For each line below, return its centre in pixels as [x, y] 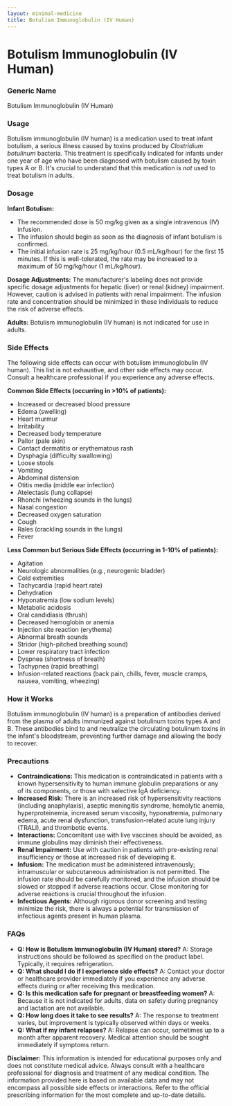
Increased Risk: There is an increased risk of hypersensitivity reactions [119, 798]
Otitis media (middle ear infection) [66, 484]
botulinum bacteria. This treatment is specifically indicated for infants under [115, 154]
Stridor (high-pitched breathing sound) [72, 644]
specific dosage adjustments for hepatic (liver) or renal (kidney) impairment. [116, 287]
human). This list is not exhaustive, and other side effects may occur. [105, 370]
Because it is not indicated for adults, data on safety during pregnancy [118, 1000]
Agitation [30, 563]
